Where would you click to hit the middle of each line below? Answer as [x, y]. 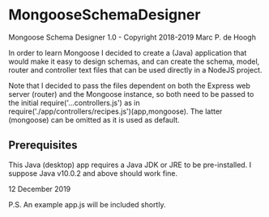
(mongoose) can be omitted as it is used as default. [94, 119]
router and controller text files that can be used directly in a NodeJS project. [135, 69]
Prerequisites [43, 146]
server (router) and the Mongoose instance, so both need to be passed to [131, 94]
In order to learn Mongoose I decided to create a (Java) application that [128, 52]
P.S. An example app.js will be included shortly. [87, 204]
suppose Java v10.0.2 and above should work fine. [93, 173]
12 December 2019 [40, 189]
